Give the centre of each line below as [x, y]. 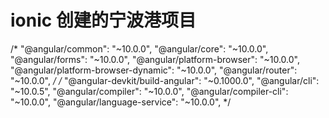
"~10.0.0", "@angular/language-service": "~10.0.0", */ [121, 102]
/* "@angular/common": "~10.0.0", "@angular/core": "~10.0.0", [139, 48]
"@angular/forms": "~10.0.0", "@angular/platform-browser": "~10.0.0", [155, 59]
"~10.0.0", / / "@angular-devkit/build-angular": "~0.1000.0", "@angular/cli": [165, 80]
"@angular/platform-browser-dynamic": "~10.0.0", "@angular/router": [154, 70]
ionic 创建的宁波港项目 [103, 20]
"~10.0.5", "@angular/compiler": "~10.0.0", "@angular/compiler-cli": [149, 91]
